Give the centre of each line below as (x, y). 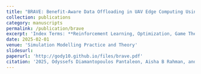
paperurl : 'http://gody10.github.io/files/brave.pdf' (75, 56)
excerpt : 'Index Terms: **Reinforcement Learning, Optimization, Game (96, 34)
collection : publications (38, 17)
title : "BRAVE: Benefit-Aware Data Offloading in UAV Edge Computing (95, 12)
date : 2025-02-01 (28, 39)
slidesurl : (20, 51)
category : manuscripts (34, 23)
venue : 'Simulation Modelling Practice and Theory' (72, 45)
